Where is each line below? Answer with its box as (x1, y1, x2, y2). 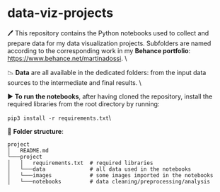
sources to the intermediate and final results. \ (7, 78, 141, 86)
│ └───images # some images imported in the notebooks (7, 171, 214, 179)
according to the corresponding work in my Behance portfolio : (7, 46, 191, 55)
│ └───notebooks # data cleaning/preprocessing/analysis (7, 178, 211, 185)
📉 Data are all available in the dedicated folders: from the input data (7, 68, 207, 77)
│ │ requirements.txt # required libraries (7, 159, 154, 166)
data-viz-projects (7, 5, 114, 21)
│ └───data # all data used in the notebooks (7, 165, 192, 173)
